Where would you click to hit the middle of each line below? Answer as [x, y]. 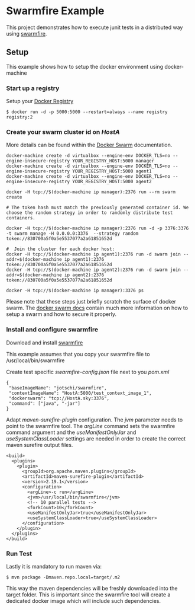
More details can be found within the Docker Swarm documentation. [89, 145]
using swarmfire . [27, 33]
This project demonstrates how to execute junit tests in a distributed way [95, 27]
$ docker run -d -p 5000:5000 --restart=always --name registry [87, 112]
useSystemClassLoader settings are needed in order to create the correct [96, 438]
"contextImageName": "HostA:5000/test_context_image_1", [80, 393]
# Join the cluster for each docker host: [61, 249]
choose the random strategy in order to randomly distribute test [90, 213]
